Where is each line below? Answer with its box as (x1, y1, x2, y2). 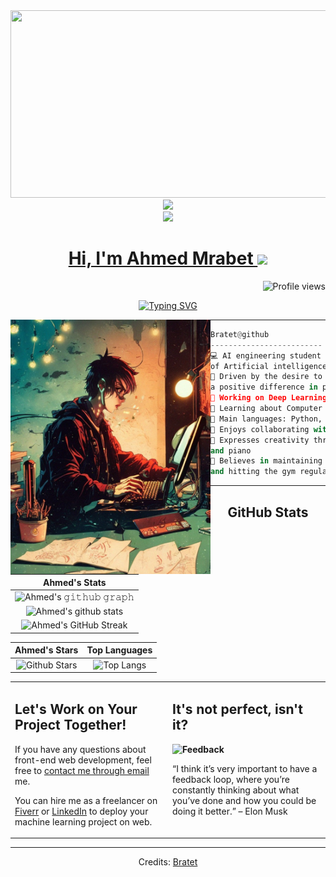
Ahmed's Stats (42, 576, 107, 588)
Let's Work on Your (14, 701, 138, 718)
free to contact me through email (14, 764, 150, 776)
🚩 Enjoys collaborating (210, 424, 310, 434)
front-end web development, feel (14, 754, 152, 766)
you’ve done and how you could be (172, 794, 317, 806)
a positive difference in (210, 382, 318, 393)
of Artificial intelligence (210, 361, 328, 371)
